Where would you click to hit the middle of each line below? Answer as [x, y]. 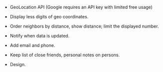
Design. [18, 64]
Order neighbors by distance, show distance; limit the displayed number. [84, 26]
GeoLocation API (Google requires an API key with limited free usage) [81, 7]
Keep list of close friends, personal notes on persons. [65, 55]
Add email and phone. [32, 45]
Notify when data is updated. [40, 36]
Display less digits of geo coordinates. [49, 17]
